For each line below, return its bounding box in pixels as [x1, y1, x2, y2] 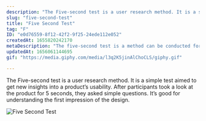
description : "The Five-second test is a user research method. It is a [6, 9, 196, 15]
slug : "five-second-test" [6, 15, 72, 21]
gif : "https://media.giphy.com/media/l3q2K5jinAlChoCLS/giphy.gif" [6, 54, 183, 61]
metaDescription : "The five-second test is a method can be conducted [6, 43, 191, 50]
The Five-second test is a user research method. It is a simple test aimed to [6, 76, 197, 84]
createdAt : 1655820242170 [6, 37, 72, 43]
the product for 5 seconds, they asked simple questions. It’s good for [6, 89, 181, 97]
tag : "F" [6, 26, 29, 32]
